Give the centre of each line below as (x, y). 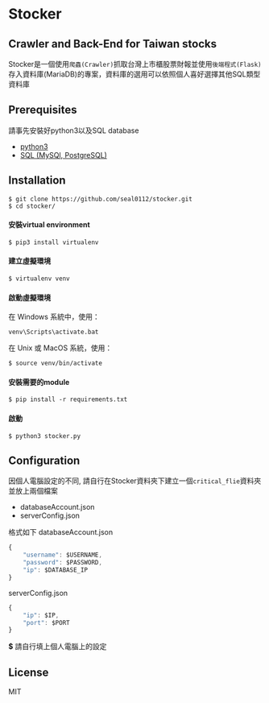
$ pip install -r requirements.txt (68, 399)
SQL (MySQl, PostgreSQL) (63, 155)
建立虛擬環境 (29, 261)
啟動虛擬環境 (29, 297)
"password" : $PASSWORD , (63, 563)
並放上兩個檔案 (33, 491)
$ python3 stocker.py (45, 436)
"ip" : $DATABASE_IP (56, 570)
